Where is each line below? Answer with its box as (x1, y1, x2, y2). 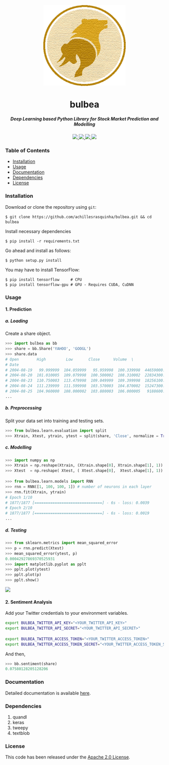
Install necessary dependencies (5, 228, 71, 234)
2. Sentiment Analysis (5, 599, 52, 605)
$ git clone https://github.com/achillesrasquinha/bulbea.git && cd (5, 214, 152, 219)
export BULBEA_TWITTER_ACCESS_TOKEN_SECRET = (5, 641, 100, 647)
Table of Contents (5, 147, 50, 154)
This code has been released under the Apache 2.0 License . (5, 754, 130, 760)
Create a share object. (5, 330, 51, 337)
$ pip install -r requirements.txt (5, 239, 80, 244)
